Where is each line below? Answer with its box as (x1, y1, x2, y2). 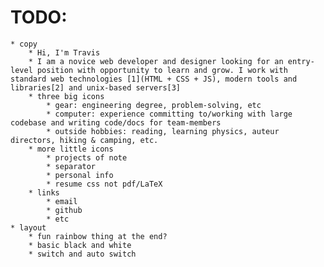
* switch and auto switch (28, 249, 137, 259)
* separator (46, 161, 97, 171)
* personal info (46, 170, 114, 180)
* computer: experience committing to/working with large (46, 109, 293, 119)
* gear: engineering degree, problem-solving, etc (46, 100, 262, 110)
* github (46, 205, 83, 215)
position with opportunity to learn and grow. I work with (36, 65, 288, 75)
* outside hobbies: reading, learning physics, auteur (46, 126, 280, 136)
